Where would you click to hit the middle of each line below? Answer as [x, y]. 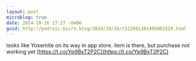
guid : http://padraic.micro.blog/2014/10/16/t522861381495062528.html [96, 28]
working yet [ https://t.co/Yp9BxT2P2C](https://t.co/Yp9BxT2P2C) [87, 52]
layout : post [23, 12]
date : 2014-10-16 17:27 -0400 [44, 23]
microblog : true [26, 17]
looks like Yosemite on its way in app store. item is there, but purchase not [98, 45]
